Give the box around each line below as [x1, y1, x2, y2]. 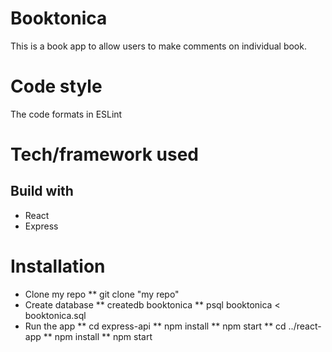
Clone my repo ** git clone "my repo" [24, 288, 180, 300]
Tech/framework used [10, 143, 199, 166]
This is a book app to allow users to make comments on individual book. [10, 40, 307, 52]
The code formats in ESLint [10, 108, 123, 120]
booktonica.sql [24, 309, 87, 321]
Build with [10, 183, 74, 200]
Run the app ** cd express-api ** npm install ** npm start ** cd [24, 320, 287, 332]
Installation [10, 255, 106, 278]
